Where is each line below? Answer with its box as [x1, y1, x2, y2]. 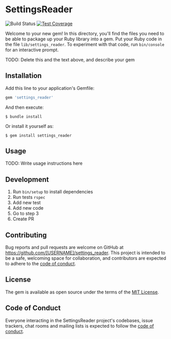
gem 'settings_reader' [5, 95, 54, 100]
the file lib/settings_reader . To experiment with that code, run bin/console [5, 41, 165, 47]
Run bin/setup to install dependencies [12, 189, 93, 195]
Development [5, 175, 50, 184]
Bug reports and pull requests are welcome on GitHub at [5, 244, 124, 251]
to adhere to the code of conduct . [5, 261, 77, 267]
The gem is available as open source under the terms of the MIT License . [5, 289, 159, 295]
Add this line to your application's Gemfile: [5, 85, 94, 91]
